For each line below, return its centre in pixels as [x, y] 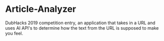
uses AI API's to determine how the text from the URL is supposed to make [82, 28]
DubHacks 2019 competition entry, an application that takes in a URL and [80, 23]
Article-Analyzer [41, 9]
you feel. [14, 33]
